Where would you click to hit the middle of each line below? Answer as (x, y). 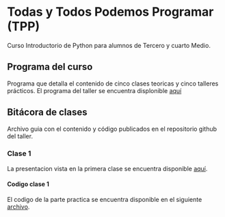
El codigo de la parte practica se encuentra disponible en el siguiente (105, 200)
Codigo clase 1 (28, 184)
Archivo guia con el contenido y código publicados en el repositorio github (112, 129)
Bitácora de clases (47, 113)
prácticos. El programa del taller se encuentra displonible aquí (94, 90)
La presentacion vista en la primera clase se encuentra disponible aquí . (107, 168)
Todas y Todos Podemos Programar (110, 12)
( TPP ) (24, 26)
